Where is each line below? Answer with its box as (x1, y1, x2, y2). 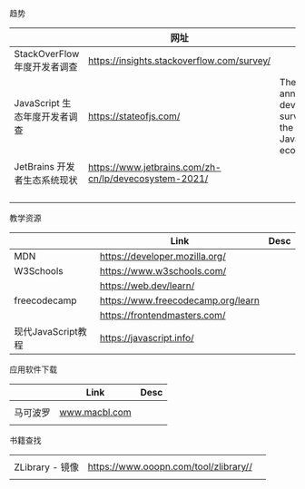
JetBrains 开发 (14, 161, 75, 172)
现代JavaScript (14, 326, 79, 337)
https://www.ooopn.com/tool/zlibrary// (87, 461, 252, 473)
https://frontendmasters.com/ (99, 309, 226, 321)
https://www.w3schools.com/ (99, 265, 227, 277)
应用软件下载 (9, 364, 57, 375)
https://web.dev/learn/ (99, 279, 195, 292)
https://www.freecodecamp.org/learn (99, 294, 261, 307)
